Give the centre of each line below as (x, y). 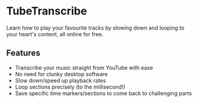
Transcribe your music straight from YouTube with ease (84, 67)
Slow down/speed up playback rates (60, 80)
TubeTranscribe (47, 11)
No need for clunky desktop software (61, 74)
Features (23, 53)
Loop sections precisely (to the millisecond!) (70, 87)
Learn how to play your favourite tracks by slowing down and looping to (95, 28)
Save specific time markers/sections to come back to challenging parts (103, 93)
